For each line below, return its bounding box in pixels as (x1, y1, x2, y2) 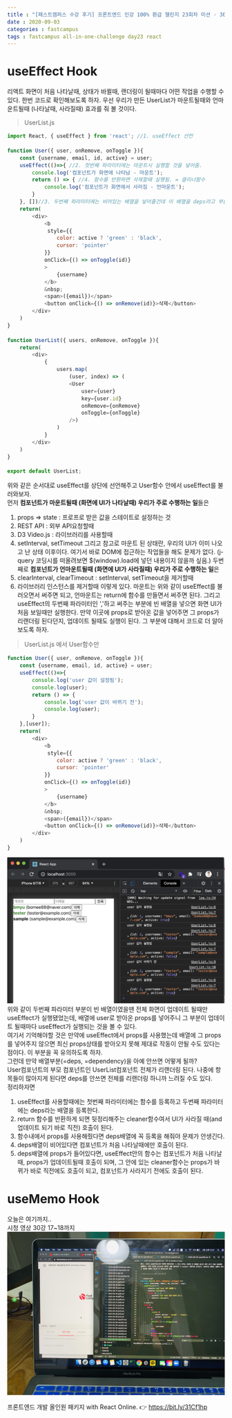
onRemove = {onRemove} (81, 402, 140, 409)
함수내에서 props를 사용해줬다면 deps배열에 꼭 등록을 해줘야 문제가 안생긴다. (17, 1132, 225, 1140)
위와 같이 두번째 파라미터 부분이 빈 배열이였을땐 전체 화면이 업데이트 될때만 (7, 1005, 209, 1014)
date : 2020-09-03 (7, 18, 60, 26)
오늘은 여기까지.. (7, 1215, 52, 1223)
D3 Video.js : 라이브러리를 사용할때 (17, 531, 113, 539)
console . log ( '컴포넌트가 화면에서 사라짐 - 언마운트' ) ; (43, 184, 185, 191)
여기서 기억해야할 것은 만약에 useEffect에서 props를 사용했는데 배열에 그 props (7, 1031, 222, 1039)
